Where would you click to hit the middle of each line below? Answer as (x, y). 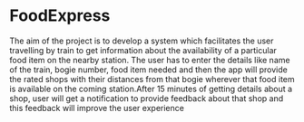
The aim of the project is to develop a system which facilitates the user (142, 41)
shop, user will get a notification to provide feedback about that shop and (147, 98)
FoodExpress (60, 16)
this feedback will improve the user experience (97, 108)
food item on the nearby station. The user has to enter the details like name (150, 60)
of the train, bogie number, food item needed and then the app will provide (148, 70)
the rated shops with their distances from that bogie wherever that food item (152, 79)
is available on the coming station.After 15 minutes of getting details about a (151, 89)
